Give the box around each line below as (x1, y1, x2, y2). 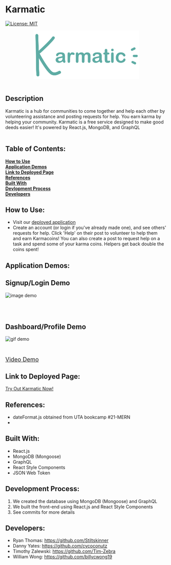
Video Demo (5, 356, 39, 363)
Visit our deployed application (12, 219, 76, 225)
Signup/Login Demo (5, 279, 70, 287)
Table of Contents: (5, 144, 66, 153)
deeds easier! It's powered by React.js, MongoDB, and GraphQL (5, 124, 140, 130)
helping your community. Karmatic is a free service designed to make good (5, 119, 164, 125)
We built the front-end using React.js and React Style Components (12, 504, 153, 510)
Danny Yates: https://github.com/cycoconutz (12, 543, 108, 549)
